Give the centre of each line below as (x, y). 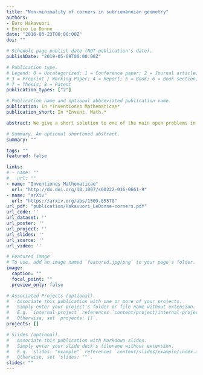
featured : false (27, 156)
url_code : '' (23, 212)
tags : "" (17, 151)
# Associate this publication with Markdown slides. (77, 340)
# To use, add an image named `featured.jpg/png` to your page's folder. (101, 262)
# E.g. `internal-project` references (58, 313)
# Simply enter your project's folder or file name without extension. (101, 307)
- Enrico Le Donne (29, 29)
